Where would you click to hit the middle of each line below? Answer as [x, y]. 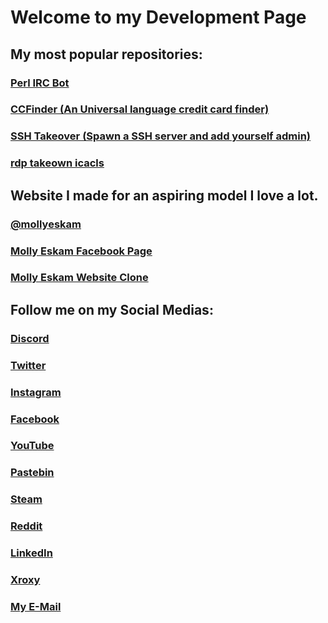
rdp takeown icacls [57, 163]
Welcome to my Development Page [158, 17]
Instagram [36, 392]
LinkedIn [31, 553]
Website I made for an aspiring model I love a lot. [164, 195]
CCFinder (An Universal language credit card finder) [140, 109]
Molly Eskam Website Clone [79, 278]
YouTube [32, 446]
